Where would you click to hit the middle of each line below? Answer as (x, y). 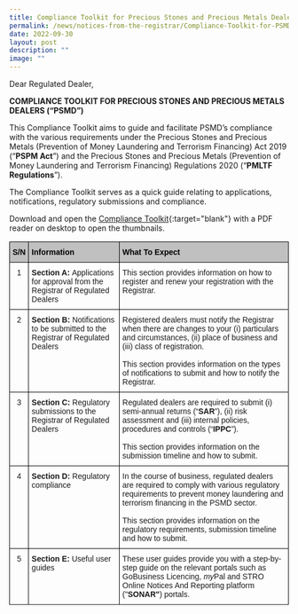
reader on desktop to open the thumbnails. (87, 228)
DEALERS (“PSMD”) (47, 110)
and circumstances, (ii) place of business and (200, 338)
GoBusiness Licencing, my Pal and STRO (193, 576)
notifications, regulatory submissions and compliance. (108, 201)
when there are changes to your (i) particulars (201, 329)
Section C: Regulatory (71, 402)
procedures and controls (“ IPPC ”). (181, 429)
